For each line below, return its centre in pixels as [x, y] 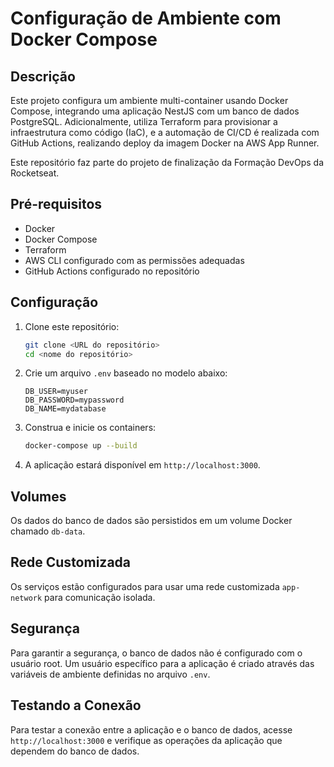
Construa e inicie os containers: [90, 428]
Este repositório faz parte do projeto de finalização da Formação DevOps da [167, 162]
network [26, 598]
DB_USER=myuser [56, 392]
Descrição [43, 76]
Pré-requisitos [56, 204]
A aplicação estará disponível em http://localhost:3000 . [142, 465]
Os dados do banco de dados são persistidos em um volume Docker [151, 521]
